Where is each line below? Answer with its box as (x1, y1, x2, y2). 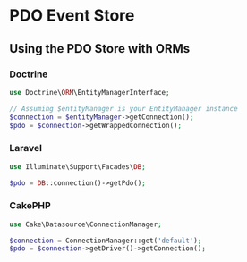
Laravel (9, 142, 43, 155)
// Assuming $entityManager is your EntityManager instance (9, 104, 239, 113)
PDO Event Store (9, 5, 135, 26)
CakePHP (9, 199, 51, 212)
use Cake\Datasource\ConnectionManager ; (9, 220, 163, 229)
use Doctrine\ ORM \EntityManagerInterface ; (9, 88, 170, 97)
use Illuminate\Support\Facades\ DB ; (9, 162, 146, 171)
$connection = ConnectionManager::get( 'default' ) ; (9, 236, 202, 245)
